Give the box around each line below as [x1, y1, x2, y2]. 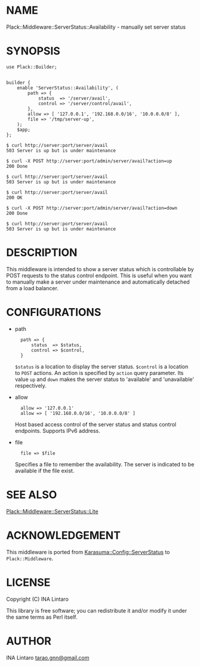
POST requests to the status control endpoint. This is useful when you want [6, 272, 192, 279]
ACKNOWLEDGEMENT [6, 528, 121, 542]
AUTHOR [6, 634, 52, 648]
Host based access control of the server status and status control [14, 420, 177, 428]
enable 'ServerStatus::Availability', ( [17, 85, 119, 91]
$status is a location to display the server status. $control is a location [14, 362, 189, 370]
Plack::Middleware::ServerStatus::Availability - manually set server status [6, 23, 186, 30]
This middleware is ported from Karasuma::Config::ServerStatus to [6, 548, 170, 555]
